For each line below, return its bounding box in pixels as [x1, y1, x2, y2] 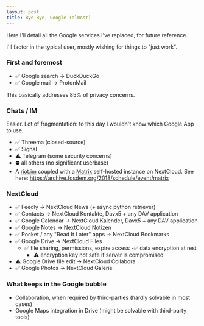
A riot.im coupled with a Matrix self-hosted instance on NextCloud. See [15, 168, 194, 175]
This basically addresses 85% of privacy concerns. [6, 91, 135, 98]
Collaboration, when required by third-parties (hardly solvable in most [15, 294, 191, 301]
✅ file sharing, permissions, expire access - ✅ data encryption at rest [24, 244, 197, 252]
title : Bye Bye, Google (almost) [6, 15, 91, 21]
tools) [15, 313, 30, 321]
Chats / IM [6, 106, 38, 115]
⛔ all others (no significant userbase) [15, 159, 108, 166]
